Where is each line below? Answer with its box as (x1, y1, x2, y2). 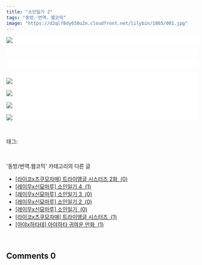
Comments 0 (6, 250, 56, 261)
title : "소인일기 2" (6, 8, 53, 15)
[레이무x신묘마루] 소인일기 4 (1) (15, 183, 92, 190)
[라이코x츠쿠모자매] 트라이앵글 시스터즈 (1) (15, 213, 117, 221)
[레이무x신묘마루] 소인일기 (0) (15, 206, 88, 213)
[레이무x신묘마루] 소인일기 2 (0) (15, 198, 93, 206)
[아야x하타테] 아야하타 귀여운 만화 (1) (15, 221, 104, 228)
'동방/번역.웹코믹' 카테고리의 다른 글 (6, 163, 91, 170)
